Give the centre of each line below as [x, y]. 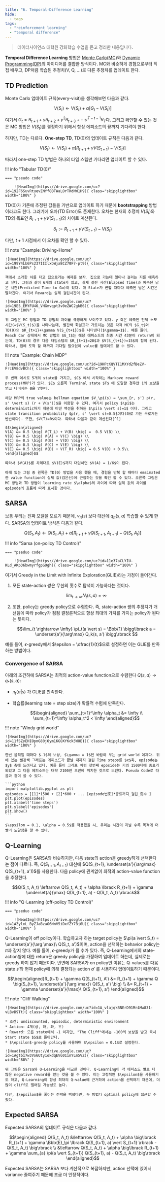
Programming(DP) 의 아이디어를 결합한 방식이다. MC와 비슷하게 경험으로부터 [79, 64]
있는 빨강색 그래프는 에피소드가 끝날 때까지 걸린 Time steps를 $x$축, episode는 [84, 760]
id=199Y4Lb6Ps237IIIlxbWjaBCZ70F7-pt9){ [47, 264]
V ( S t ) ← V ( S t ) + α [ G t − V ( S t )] [83, 109]
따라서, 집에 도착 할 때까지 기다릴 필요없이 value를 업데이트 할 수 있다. [71, 346]
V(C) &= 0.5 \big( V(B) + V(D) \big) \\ [47, 441]
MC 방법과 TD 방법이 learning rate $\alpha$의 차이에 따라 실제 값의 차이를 [76, 483]
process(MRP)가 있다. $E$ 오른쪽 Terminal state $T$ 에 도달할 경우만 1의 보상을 [82, 383]
